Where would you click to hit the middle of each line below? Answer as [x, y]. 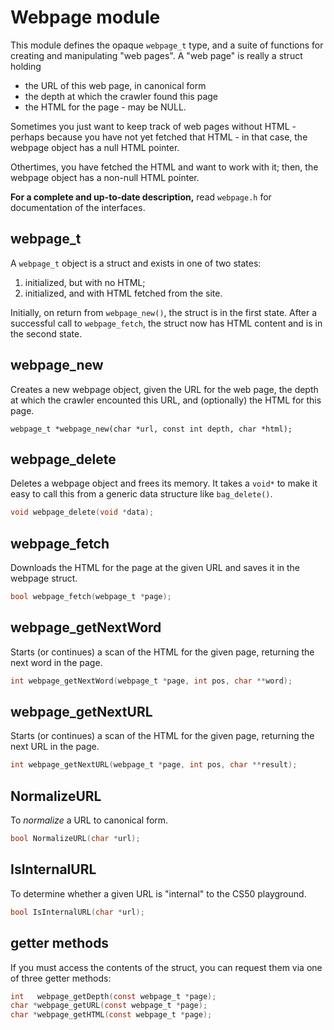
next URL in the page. [55, 747]
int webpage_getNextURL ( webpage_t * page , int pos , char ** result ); [154, 765]
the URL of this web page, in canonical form [115, 85]
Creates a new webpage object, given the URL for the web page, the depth [164, 389]
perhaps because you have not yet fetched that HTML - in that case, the [159, 137]
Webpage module [85, 17]
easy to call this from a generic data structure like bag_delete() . [141, 494]
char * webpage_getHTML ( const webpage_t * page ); [111, 1015]
